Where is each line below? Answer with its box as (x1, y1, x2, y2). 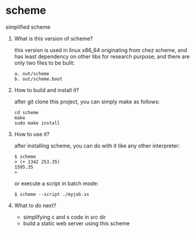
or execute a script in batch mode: (14, 180, 99, 187)
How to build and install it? (14, 86, 79, 93)
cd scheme (14, 109, 39, 115)
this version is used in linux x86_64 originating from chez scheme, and (14, 46, 187, 54)
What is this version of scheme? (14, 35, 93, 42)
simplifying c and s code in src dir (23, 213, 107, 220)
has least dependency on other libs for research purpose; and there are (14, 53, 190, 60)
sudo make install (14, 120, 60, 126)
